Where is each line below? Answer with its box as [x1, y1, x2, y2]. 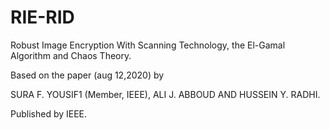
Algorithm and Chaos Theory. [10, 49, 132, 61]
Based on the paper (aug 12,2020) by [10, 69, 165, 81]
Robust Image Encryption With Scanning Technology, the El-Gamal [10, 39, 286, 51]
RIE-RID [10, 6, 75, 29]
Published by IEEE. [10, 107, 88, 120]
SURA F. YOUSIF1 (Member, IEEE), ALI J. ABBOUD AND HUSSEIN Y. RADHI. [10, 88, 321, 100]
